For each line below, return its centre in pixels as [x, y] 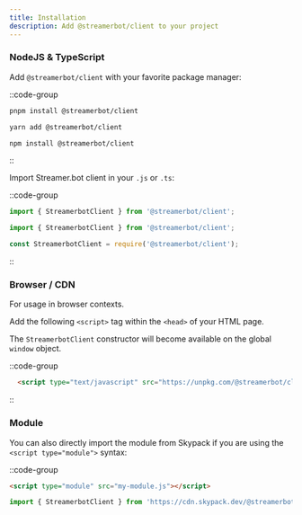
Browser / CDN [42, 284]
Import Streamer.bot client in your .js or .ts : [92, 178]
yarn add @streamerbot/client [66, 127]
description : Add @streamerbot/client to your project [114, 26]
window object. [36, 349]
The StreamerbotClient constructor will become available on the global [141, 339]
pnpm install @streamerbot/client [74, 111]
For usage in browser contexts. [67, 304]
